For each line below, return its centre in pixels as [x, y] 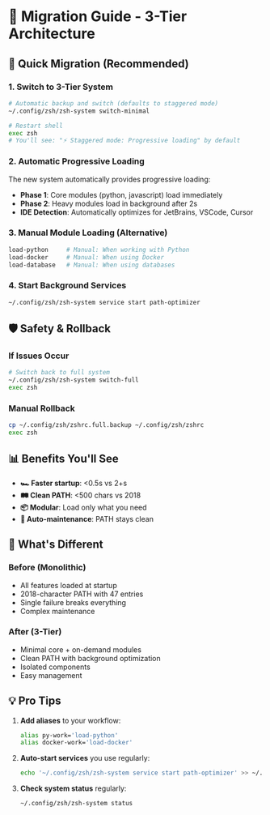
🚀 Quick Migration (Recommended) [99, 64]
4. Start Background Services [67, 285]
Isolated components [55, 667]
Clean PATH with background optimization [91, 658]
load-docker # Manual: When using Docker [86, 257]
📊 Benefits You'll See [63, 459]
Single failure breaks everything [73, 602]
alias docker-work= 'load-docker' [76, 743]
